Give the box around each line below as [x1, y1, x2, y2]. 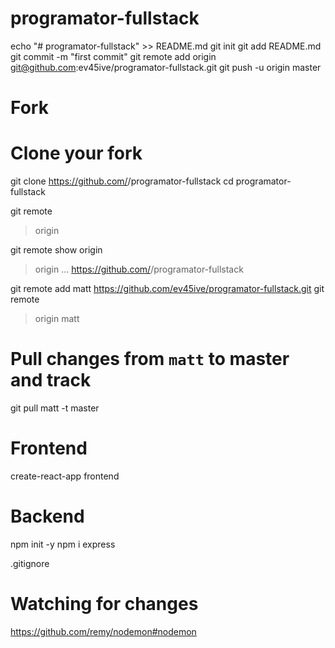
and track [10, 369, 92, 392]
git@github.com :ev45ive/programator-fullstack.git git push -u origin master [10, 61, 322, 73]
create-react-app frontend [10, 470, 120, 482]
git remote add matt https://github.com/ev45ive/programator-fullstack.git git [10, 283, 325, 295]
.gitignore [10, 557, 50, 569]
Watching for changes [10, 593, 199, 616]
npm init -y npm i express [10, 538, 116, 550]
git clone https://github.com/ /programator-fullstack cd [10, 175, 234, 187]
